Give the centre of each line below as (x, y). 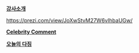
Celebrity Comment (31, 32)
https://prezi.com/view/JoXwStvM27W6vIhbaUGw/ (69, 20)
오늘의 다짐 (19, 44)
